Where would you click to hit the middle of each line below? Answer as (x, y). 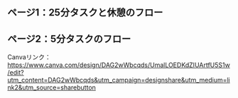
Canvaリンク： (29, 57)
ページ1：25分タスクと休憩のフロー (85, 13)
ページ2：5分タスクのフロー (69, 38)
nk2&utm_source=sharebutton (52, 87)
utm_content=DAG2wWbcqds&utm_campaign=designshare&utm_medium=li (119, 80)
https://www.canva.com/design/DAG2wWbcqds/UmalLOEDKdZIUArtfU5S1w (119, 65)
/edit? (16, 73)
